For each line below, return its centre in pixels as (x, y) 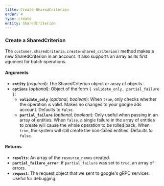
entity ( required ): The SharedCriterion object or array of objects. (78, 83)
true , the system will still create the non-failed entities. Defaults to (86, 130)
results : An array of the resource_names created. (61, 158)
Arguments (17, 73)
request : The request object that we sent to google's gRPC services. (81, 173)
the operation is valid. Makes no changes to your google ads (81, 104)
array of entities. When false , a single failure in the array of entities (87, 120)
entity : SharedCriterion (30, 23)
